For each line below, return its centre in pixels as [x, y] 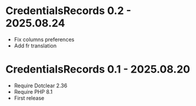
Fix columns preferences [44, 39]
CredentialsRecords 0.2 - [69, 11]
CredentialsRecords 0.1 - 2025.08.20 [98, 69]
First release [29, 98]
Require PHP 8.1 [33, 91]
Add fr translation [35, 46]
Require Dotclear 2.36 [41, 86]
